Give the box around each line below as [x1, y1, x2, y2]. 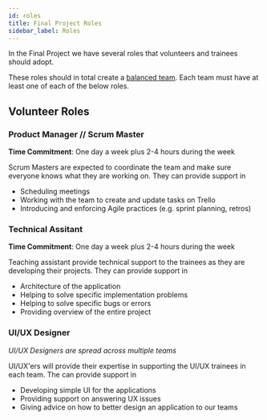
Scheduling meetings [19, 186, 91, 197]
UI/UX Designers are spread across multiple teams [8, 345, 176, 355]
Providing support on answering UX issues [19, 393, 162, 403]
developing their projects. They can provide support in [8, 266, 188, 275]
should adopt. [8, 57, 55, 67]
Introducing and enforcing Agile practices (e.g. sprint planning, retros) [19, 204, 252, 214]
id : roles [8, 11, 42, 20]
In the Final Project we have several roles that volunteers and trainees [8, 49, 238, 59]
